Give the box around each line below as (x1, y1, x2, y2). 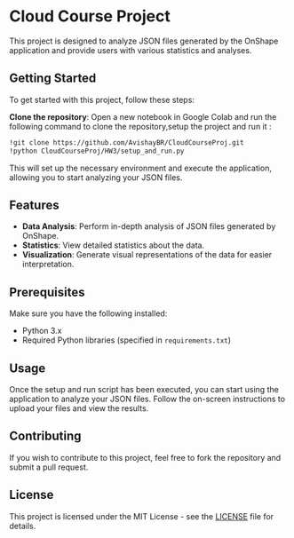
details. (9, 520, 36, 531)
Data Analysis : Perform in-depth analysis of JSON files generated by (21, 221, 276, 232)
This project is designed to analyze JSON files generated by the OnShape (9, 36, 279, 46)
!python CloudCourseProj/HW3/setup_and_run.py (9, 146, 185, 155)
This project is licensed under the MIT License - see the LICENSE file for (9, 510, 274, 521)
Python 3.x (21, 326, 62, 336)
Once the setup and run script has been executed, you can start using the (9, 384, 280, 394)
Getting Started (9, 71, 97, 86)
